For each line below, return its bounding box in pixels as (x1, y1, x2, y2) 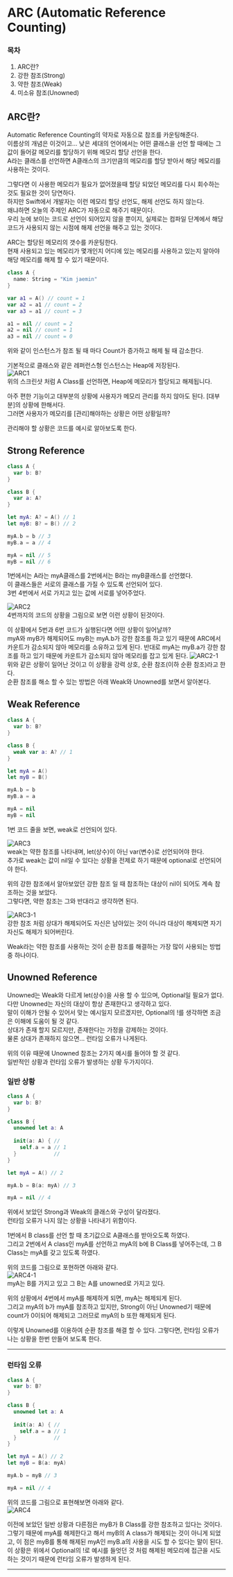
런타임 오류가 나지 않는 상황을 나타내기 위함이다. (7, 1216, 137, 1225)
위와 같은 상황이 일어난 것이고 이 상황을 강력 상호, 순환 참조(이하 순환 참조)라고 (7, 660, 218, 669)
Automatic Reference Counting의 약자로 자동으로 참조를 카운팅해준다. (7, 130, 199, 139)
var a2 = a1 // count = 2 (7, 301, 82, 308)
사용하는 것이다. (7, 165, 51, 174)
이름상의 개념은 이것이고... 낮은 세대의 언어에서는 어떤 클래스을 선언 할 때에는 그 (7, 139, 222, 148)
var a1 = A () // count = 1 (7, 295, 85, 302)
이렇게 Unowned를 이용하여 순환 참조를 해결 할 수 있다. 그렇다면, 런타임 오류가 (7, 1326, 220, 1334)
